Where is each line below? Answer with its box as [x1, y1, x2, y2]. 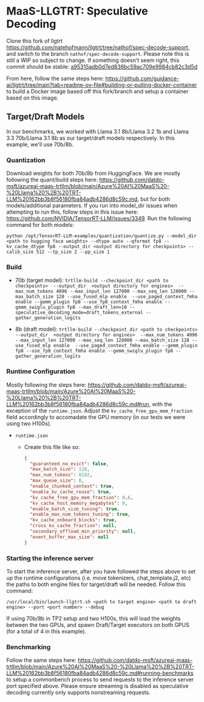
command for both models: [6, 221, 74, 229]
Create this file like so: [24, 443, 80, 450]
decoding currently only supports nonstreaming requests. [6, 689, 151, 696]
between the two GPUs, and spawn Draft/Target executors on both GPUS [6, 621, 189, 629]
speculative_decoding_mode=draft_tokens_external [15, 309, 144, 316]
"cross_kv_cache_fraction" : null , [29, 523, 117, 529]
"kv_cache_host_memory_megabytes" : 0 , [29, 500, 128, 506]
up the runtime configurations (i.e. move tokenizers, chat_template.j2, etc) [6, 574, 191, 581]
